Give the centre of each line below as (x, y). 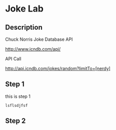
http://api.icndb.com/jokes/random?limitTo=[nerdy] (58, 69)
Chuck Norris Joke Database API (39, 39)
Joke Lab (24, 9)
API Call (13, 59)
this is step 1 (18, 96)
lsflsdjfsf (16, 105)
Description (24, 27)
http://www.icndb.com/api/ (33, 49)
